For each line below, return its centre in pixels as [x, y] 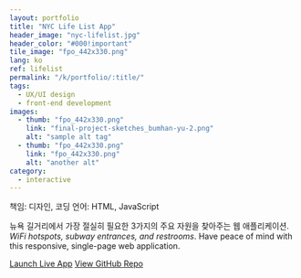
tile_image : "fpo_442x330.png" [69, 52]
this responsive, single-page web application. [95, 246]
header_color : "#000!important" [71, 43]
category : [28, 171]
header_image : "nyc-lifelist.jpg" [75, 35]
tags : [20, 86]
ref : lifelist [36, 69]
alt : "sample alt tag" [69, 137]
